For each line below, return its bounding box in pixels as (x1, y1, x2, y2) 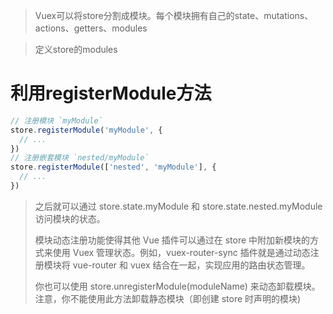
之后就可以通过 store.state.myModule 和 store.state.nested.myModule (34, 200, 323, 212)
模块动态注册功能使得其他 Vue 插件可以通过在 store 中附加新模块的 (34, 234, 311, 246)
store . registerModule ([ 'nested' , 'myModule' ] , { (10, 162, 217, 173)
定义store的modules (34, 44, 118, 55)
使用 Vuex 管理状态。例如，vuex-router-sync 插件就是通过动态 (52, 246, 311, 258)
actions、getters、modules (34, 22, 148, 34)
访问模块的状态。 (34, 212, 106, 224)
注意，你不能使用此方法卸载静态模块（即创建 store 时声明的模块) (34, 292, 302, 304)
